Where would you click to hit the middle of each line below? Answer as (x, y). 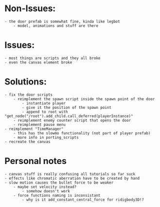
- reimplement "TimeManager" (34, 129)
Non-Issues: (30, 9)
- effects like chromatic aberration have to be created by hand (72, 178)
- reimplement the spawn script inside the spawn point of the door (84, 99)
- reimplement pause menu (40, 124)
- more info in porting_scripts (46, 137)
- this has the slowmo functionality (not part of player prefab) (82, 133)
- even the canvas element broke (38, 62)
